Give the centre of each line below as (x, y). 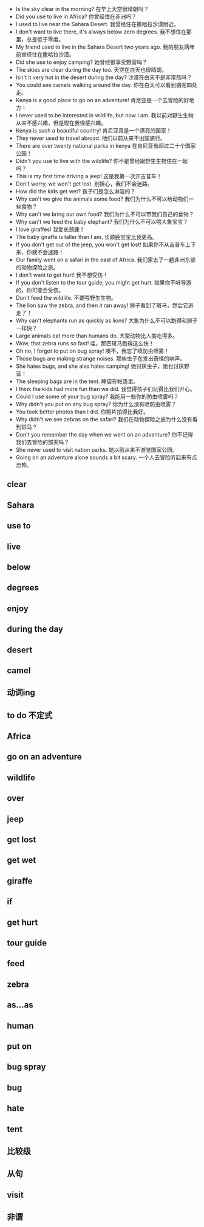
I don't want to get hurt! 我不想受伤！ (62, 275)
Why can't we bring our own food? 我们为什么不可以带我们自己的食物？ (105, 214)
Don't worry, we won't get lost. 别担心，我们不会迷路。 (84, 184)
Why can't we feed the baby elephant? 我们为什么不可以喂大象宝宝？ (102, 222)
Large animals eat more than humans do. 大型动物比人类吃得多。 (97, 336)
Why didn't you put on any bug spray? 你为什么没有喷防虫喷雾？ (96, 404)
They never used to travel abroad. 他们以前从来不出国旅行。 (91, 138)
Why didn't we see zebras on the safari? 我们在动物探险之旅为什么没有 (104, 419)
